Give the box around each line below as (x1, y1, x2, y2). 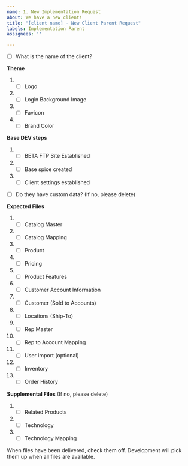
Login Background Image (24, 96, 87, 103)
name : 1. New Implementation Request (7, 8, 101, 15)
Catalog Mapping (24, 233, 68, 240)
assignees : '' (7, 31, 43, 37)
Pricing (24, 260, 43, 267)
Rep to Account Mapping (24, 339, 86, 346)
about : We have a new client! (7, 14, 83, 20)
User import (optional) (24, 352, 80, 359)
